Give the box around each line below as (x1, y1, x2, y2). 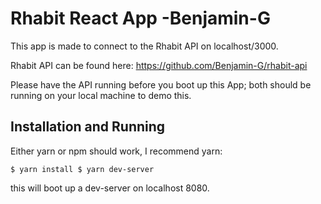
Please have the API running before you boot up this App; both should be (10, 78, 312, 91)
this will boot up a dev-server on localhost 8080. (10, 182, 210, 194)
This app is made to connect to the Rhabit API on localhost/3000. (10, 40, 279, 52)
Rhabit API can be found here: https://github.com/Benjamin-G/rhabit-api (10, 59, 308, 71)
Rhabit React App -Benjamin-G (10, 7, 271, 30)
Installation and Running (10, 118, 166, 136)
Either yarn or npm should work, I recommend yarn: (10, 145, 223, 157)
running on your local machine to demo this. (10, 89, 192, 101)
